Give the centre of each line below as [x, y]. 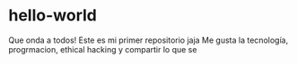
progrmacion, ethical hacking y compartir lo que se [103, 49]
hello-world [53, 16]
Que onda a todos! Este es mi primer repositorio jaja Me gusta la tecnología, [148, 40]
